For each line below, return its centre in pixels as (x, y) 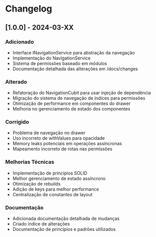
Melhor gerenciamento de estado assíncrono (59, 178)
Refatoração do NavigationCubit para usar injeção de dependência (82, 93)
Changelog (29, 9)
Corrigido (17, 122)
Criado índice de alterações (41, 224)
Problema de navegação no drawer (49, 133)
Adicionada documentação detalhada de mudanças (66, 219)
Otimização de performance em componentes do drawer (71, 103)
